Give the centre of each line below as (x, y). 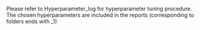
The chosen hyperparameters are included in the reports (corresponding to (100, 15)
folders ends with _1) (32, 21)
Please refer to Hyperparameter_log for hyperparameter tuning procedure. (99, 9)
